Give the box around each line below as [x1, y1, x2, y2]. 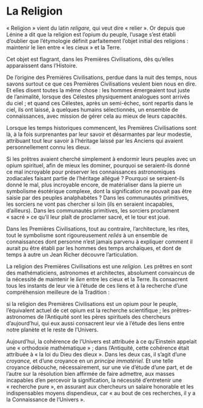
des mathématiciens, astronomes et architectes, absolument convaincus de [6, 269, 195, 276]
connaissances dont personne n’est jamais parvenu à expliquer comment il [6, 238, 193, 245]
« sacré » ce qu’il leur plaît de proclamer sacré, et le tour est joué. [6, 213, 170, 220]
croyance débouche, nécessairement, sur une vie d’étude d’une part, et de [6, 363, 193, 371]
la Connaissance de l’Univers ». [6, 396, 85, 403]
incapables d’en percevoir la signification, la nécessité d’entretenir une [6, 376, 182, 384]
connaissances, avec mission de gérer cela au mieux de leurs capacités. [6, 112, 187, 120]
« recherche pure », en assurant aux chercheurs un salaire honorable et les [6, 382, 194, 390]
